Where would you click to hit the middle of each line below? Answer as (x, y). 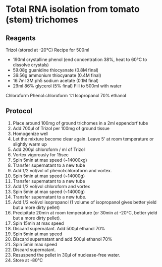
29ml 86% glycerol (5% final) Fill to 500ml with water (67, 86)
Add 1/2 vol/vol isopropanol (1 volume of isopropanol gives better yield (84, 202)
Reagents (21, 38)
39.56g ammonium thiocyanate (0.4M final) (57, 75)
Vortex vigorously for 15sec (41, 154)
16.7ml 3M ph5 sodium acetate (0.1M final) (55, 81)
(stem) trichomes (42, 20)
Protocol (19, 111)
